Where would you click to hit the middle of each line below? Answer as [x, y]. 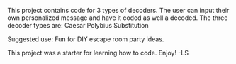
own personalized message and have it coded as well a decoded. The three [118, 18]
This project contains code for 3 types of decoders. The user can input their [118, 10]
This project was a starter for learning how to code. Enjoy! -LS [98, 53]
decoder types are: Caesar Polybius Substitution [78, 25]
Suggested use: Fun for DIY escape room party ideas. [86, 39]
